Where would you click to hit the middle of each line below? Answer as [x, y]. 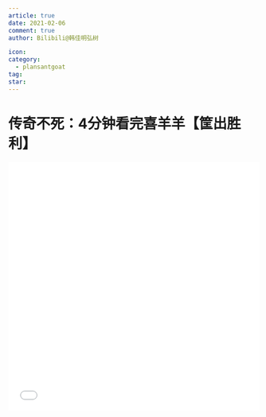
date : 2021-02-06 [37, 23]
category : [25, 60]
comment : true [32, 30]
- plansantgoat [41, 67]
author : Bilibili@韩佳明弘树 [54, 38]
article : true [32, 16]
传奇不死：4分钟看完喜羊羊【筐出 [117, 123]
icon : [17, 53]
